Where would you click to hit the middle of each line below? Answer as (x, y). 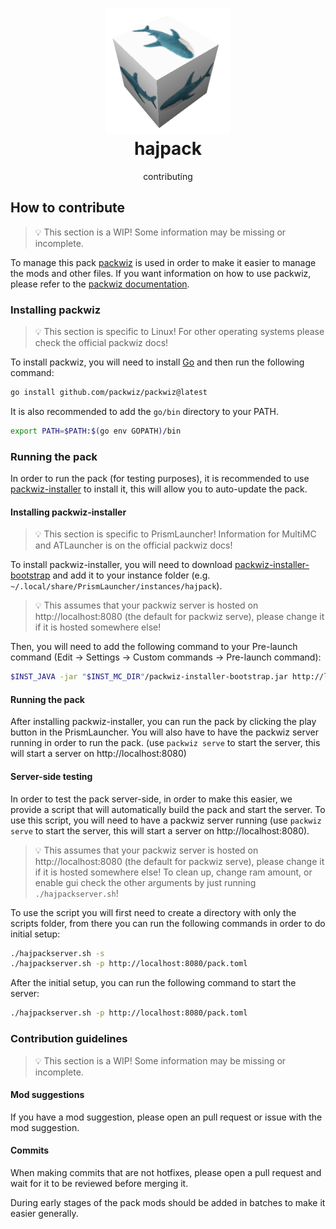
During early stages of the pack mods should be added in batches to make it (168, 1202)
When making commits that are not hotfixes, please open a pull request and (166, 1172)
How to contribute (68, 208)
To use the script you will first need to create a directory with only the (153, 912)
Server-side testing (51, 776)
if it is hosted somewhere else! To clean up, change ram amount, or (173, 872)
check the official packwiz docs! (101, 343)
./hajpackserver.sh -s (57, 953)
